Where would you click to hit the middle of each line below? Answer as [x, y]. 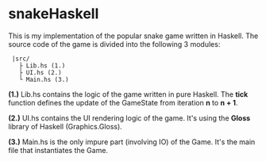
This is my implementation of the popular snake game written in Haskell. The [133, 36]
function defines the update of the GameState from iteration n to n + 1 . [123, 102]
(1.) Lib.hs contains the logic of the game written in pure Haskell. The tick [128, 94]
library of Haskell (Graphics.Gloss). [66, 126]
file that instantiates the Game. [58, 150]
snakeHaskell [54, 14]
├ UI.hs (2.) [40, 72]
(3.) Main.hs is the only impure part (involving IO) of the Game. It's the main [132, 142]
